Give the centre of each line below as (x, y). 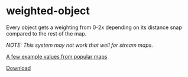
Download (19, 68)
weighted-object (48, 11)
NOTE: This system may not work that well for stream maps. (80, 45)
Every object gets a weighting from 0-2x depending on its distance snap (94, 27)
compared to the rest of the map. (46, 33)
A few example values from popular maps (57, 56)
